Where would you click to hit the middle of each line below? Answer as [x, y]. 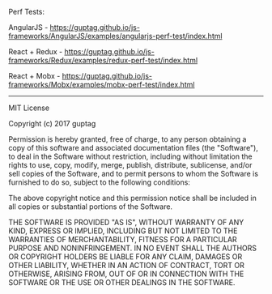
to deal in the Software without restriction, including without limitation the [130, 156]
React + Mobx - [34, 76]
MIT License [29, 108]
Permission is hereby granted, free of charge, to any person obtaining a [127, 139]
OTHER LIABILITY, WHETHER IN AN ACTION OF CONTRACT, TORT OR [126, 265]
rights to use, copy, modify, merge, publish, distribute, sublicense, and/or [130, 165]
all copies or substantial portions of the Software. [90, 207]
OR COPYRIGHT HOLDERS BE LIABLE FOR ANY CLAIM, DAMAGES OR [125, 257]
